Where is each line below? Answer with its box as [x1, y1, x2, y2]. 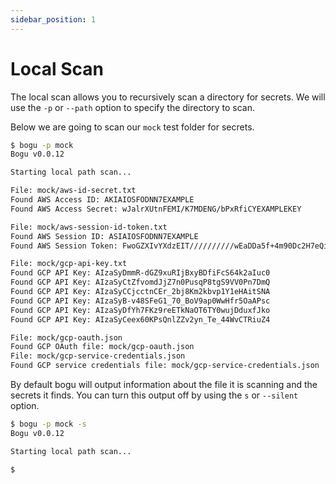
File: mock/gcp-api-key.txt [10, 259, 128, 269]
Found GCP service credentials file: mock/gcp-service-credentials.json [10, 361, 320, 371]
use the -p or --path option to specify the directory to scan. [10, 101, 256, 113]
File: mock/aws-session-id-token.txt [10, 222, 168, 232]
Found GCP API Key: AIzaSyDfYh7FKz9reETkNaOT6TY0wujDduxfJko [10, 305, 271, 315]
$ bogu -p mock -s [10, 419, 87, 430]
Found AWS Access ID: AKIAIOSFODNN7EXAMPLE [10, 195, 195, 205]
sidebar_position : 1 [10, 14, 97, 25]
